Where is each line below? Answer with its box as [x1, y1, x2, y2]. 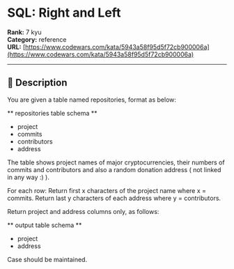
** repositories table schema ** [7, 109, 97, 117]
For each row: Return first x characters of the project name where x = [7, 186, 207, 194]
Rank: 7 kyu [7, 28, 42, 36]
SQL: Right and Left [7, 5, 121, 21]
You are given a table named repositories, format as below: [7, 95, 176, 104]
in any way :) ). [7, 173, 50, 181]
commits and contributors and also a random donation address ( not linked [7, 165, 221, 174]
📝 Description [7, 77, 68, 89]
